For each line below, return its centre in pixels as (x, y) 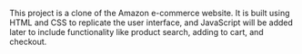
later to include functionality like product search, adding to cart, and (136, 32)
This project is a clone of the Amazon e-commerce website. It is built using (150, 13)
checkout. (28, 41)
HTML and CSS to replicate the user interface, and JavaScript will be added (151, 22)
